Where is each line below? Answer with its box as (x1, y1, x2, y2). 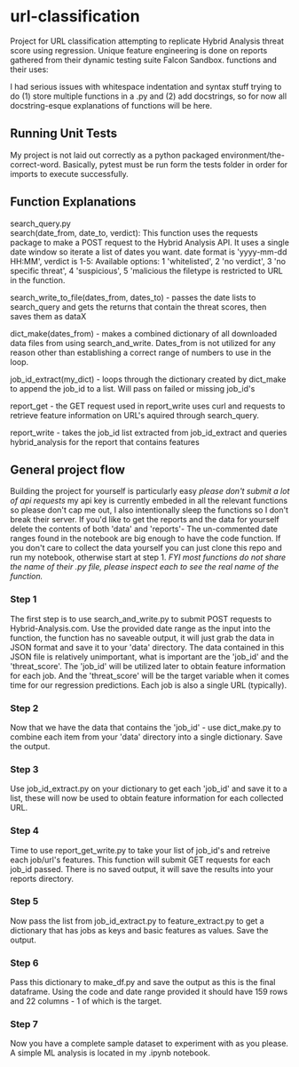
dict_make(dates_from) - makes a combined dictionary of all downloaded (10, 327, 278, 339)
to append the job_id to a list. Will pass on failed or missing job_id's (10, 383, 256, 393)
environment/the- (220, 150, 285, 160)
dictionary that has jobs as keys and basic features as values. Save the (10, 925, 269, 935)
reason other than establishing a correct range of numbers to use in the (10, 347, 271, 358)
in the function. (10, 274, 66, 286)
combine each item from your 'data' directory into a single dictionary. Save (10, 732, 283, 742)
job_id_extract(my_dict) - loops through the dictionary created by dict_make (10, 374, 287, 384)
